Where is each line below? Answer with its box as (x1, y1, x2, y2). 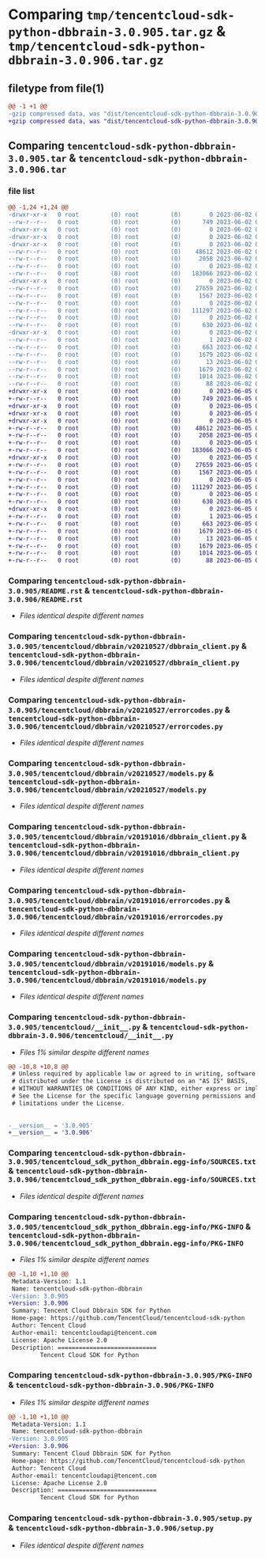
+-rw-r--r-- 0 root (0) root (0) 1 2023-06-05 (8, 513, 252, 521)
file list (8, 185, 35, 196)
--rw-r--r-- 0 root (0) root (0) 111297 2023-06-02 (8, 306, 252, 314)
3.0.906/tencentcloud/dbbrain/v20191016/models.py (8, 976, 207, 984)
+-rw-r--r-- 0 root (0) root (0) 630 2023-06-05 (8, 498, 252, 506)
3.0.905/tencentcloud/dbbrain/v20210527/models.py (8, 769, 207, 778)
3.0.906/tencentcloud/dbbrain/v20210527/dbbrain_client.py (8, 658, 240, 668)
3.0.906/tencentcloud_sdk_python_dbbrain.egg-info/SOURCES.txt (8, 1175, 256, 1185)
